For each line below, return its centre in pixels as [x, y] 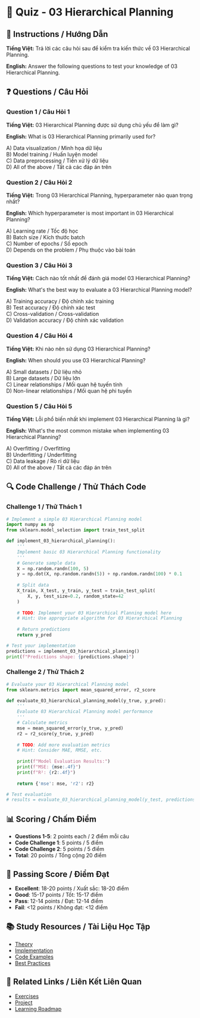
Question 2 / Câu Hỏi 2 [39, 182]
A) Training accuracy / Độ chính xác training [60, 301]
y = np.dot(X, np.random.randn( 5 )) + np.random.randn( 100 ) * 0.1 [100, 574]
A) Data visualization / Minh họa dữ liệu [54, 148]
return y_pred [34, 635]
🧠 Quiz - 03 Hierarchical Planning [90, 12]
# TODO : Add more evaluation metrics [64, 745]
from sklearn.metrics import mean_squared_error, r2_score [81, 690]
